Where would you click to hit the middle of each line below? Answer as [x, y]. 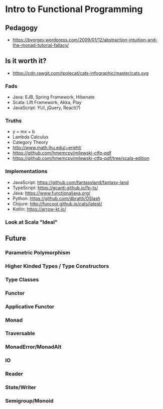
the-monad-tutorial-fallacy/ [41, 45]
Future [16, 238]
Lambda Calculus [30, 137]
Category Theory [30, 142]
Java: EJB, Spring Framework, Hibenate [53, 97]
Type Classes [22, 279]
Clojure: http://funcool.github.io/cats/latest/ [57, 203]
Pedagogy [22, 28]
